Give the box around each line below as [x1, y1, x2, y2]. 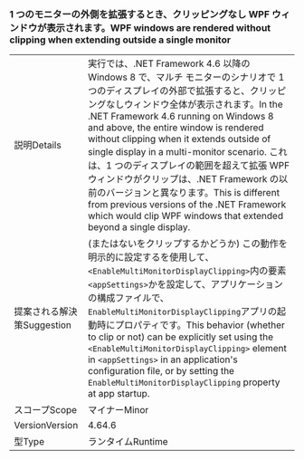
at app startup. [87, 388, 150, 400]
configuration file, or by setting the [87, 365, 235, 378]
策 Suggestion [14, 319, 72, 331]
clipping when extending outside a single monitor [9, 34, 232, 46]
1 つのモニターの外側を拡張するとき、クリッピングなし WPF [9, 7, 270, 20]
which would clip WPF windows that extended [87, 210, 283, 223]
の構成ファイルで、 [87, 292, 170, 304]
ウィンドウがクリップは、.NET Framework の [87, 173, 280, 186]
